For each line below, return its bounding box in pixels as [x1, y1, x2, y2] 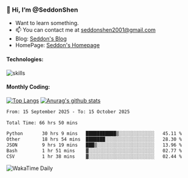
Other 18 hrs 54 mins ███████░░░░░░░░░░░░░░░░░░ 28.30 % [6, 136, 182, 143]
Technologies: [6, 55, 44, 63]
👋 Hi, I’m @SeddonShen [6, 6, 78, 14]
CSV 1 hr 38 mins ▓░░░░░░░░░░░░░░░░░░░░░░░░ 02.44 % [6, 153, 182, 160]
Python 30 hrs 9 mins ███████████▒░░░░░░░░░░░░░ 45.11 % [6, 131, 182, 137]
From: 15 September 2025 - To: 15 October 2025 [6, 108, 130, 115]
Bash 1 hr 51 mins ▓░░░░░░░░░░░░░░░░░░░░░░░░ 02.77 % [6, 148, 182, 154]
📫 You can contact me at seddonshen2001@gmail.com [15, 26, 156, 34]
